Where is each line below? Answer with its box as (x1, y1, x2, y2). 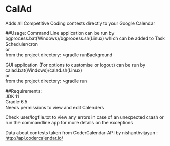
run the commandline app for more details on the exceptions (5, 119, 134, 126)
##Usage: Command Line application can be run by (5, 30, 115, 36)
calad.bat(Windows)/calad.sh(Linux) (5, 67, 82, 73)
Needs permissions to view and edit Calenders (5, 104, 104, 110)
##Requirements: (5, 88, 42, 94)
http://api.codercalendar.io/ (5, 135, 63, 141)
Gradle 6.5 (5, 98, 27, 105)
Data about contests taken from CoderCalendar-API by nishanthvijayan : (5, 129, 158, 136)
